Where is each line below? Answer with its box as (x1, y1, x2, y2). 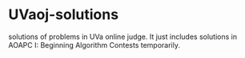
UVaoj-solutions (8, 6, 118, 24)
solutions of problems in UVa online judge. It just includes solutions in (8, 32, 238, 41)
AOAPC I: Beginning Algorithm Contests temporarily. (8, 40, 180, 49)
